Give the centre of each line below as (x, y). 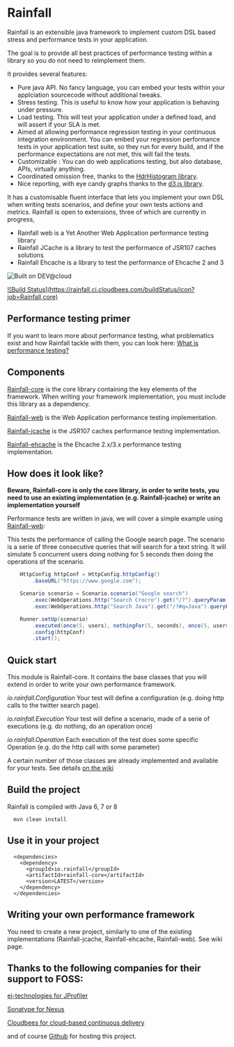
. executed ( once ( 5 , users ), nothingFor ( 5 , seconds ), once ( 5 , (121, 626)
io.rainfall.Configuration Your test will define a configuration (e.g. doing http (116, 698)
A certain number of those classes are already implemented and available (113, 761)
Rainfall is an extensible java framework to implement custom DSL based (111, 32)
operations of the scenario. (46, 561)
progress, (21, 219)
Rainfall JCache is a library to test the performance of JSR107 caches (117, 247)
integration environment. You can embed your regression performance (119, 139)
